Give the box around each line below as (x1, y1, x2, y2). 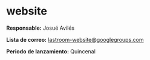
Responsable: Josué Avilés (6, 24, 74, 32)
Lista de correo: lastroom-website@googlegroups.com (6, 36, 144, 43)
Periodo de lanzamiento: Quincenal (6, 47, 96, 55)
